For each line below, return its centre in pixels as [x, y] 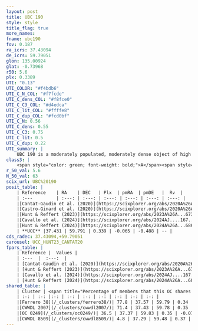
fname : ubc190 [24, 39]
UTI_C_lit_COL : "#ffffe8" [38, 110]
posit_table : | [25, 187]
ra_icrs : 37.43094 [29, 50]
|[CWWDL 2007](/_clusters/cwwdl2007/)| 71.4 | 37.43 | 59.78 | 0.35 [103, 308]
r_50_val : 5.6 [24, 171]
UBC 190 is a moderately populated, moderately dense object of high [104, 154]
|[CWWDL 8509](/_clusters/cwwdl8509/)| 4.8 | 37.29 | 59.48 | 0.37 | [104, 319]
